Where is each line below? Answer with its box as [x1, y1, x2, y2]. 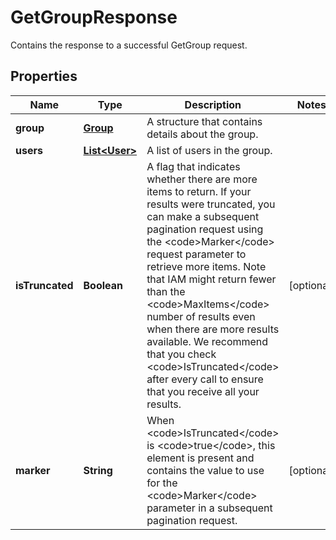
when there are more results [146, 322, 280, 336]
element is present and [146, 451, 255, 465]
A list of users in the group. [146, 143, 273, 157]
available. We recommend [146, 334, 269, 348]
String [83, 463, 113, 477]
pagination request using [146, 222, 264, 236]
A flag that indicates [146, 159, 241, 173]
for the [146, 476, 178, 490]
